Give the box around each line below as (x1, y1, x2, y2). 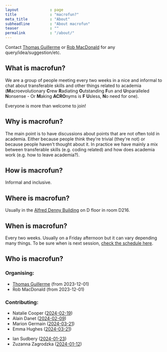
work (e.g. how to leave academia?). (5, 152, 80, 158)
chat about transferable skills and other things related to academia (5, 82, 142, 88)
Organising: (5, 270, 34, 277)
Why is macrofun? (5, 117, 63, 126)
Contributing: (5, 299, 39, 306)
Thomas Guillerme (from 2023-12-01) (12, 281, 90, 287)
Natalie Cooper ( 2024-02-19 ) (12, 310, 73, 316)
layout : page (5, 7, 64, 12)
